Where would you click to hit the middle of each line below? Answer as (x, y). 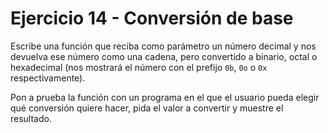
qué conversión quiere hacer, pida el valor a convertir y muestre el (147, 108)
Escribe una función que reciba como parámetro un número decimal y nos (163, 46)
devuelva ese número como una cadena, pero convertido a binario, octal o (164, 56)
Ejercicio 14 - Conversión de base (152, 18)
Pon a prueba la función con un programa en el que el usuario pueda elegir (165, 97)
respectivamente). (48, 78)
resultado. (31, 118)
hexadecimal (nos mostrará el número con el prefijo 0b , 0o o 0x (139, 67)
